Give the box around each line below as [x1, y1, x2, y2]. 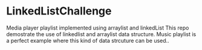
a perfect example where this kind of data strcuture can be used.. [6, 37, 169, 44]
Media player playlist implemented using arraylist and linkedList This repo [6, 24, 189, 31]
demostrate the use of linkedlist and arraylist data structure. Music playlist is [6, 30, 197, 37]
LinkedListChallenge [6, 4, 112, 18]
